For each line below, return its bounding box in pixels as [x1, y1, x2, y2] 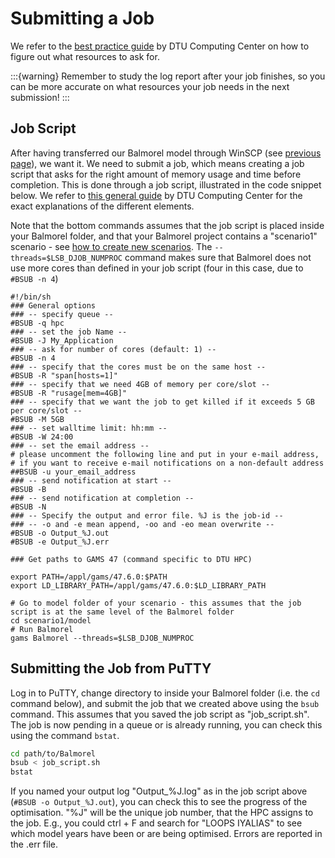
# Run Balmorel [10, 624, 74, 634]
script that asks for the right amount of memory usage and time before [10, 168, 302, 180]
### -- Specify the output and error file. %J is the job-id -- [10, 510, 284, 521]
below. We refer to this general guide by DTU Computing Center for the [10, 189, 303, 201]
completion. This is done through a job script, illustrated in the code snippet [10, 178, 322, 191]
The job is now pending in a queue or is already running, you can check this [10, 718, 323, 731]
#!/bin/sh [10, 292, 52, 302]
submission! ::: [10, 91, 70, 103]
